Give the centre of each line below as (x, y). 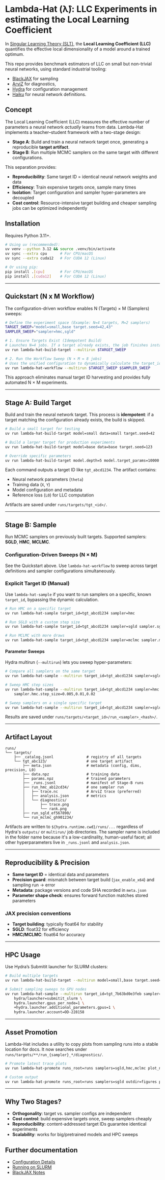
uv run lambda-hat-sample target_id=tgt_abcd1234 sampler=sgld (71, 627)
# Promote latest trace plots (36, 1064)
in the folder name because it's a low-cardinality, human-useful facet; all (79, 837)
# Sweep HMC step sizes (29, 685)
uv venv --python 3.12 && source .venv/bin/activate (60, 249)
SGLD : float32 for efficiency (41, 929)
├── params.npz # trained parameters (77, 779)
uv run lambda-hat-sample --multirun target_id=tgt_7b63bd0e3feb (73, 994)
